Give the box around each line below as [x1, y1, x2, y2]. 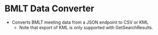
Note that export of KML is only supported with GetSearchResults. [19, 24, 154, 30]
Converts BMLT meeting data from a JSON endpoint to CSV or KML [11, 19, 149, 25]
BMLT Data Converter [4, 3, 95, 14]
